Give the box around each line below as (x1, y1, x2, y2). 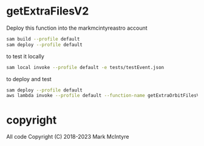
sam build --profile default (6, 36, 80, 42)
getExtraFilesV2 (6, 4, 89, 18)
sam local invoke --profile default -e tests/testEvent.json (6, 64, 165, 70)
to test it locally (6, 53, 44, 60)
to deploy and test (6, 75, 52, 82)
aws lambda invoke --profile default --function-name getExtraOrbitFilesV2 (6, 93, 202, 99)
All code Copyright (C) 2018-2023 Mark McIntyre (6, 133, 129, 141)
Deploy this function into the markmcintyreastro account (6, 24, 148, 32)
